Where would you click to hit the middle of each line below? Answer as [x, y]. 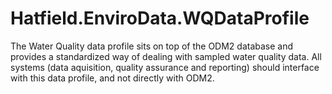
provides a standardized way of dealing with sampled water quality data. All [166, 56]
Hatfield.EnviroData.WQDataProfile [160, 18]
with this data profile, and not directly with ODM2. [112, 78]
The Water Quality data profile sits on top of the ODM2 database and [152, 46]
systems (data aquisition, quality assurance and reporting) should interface [165, 67]
